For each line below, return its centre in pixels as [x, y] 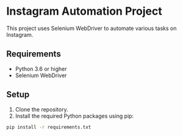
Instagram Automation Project [84, 11]
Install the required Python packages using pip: [74, 116]
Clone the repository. [41, 109]
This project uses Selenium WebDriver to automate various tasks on [91, 28]
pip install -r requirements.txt [49, 127]
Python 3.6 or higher [41, 69]
